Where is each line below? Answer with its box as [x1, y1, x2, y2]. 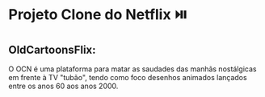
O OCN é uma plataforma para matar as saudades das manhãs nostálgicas [8, 64, 257, 74]
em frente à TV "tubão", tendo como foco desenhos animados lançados [8, 73, 248, 82]
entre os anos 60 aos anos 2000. [8, 81, 119, 91]
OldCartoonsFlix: [8, 42, 96, 56]
